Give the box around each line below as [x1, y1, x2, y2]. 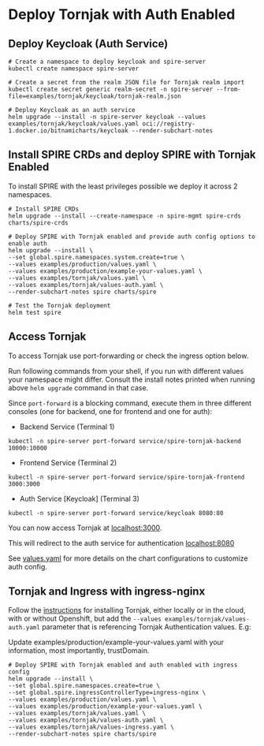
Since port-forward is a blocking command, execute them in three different [8, 398, 252, 408]
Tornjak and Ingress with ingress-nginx [8, 585, 206, 599]
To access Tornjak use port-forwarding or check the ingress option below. [8, 351, 249, 360]
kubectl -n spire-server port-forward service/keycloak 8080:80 [8, 509, 224, 517]
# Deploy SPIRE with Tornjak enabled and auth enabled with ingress [8, 661, 238, 670]
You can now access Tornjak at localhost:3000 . [8, 523, 162, 532]
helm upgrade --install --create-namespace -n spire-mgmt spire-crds [8, 211, 242, 220]
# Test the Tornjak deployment [8, 301, 111, 309]
